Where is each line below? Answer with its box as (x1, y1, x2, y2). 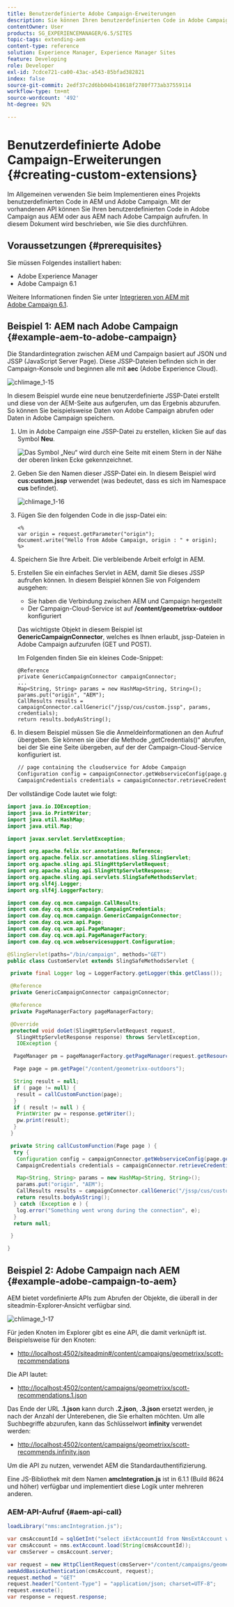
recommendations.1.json (17, 1391, 87, 1399)
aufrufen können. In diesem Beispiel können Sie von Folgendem (17, 576, 201, 585)
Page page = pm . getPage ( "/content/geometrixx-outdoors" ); (13, 1066, 186, 1072)
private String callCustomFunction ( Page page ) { (10, 1142, 157, 1149)
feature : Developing (7, 56, 68, 63)
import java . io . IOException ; (7, 803, 92, 810)
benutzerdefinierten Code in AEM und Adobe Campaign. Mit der (7, 197, 192, 206)
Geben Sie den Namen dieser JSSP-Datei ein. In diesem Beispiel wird (17, 469, 216, 478)
